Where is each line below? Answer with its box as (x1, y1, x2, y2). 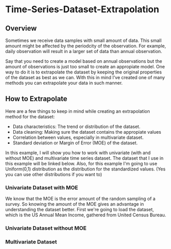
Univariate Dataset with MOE (5, 184, 78, 191)
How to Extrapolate (5, 94, 67, 103)
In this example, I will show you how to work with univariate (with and (5, 150, 151, 156)
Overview (5, 24, 37, 33)
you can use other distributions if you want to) (5, 171, 102, 177)
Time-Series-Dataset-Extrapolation (5, 4, 159, 15)
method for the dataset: (5, 113, 55, 119)
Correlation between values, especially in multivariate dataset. (12, 134, 144, 140)
